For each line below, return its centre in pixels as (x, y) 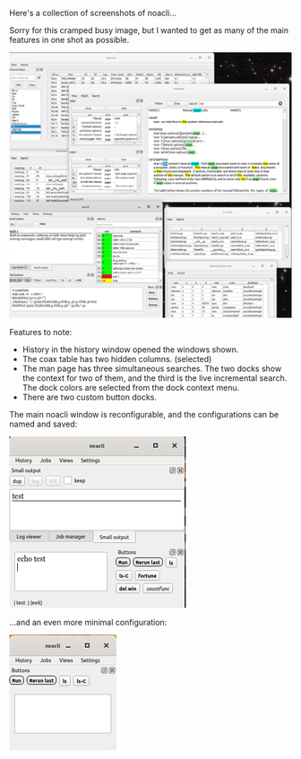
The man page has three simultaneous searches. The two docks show (152, 368)
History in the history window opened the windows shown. (130, 349)
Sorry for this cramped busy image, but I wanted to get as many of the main (149, 30)
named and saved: (43, 424)
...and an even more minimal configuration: (88, 622)
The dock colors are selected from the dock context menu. (131, 387)
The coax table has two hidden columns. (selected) (117, 358)
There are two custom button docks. (89, 397)
